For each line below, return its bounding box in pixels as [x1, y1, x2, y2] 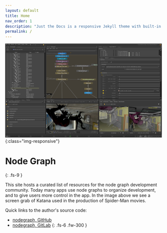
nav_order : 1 [5, 18, 32, 23]
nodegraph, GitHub [12, 217, 52, 223]
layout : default [5, 8, 39, 13]
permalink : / [5, 29, 32, 34]
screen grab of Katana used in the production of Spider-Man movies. [5, 197, 147, 204]
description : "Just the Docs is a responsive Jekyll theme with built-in [5, 24, 162, 29]
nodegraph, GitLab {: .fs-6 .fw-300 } [12, 222, 87, 228]
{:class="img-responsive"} [5, 138, 60, 144]
